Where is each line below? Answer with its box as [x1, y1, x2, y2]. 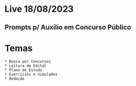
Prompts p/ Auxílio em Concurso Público [4, 23, 131, 31]
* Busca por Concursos [4, 59, 51, 64]
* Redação [4, 76, 25, 81]
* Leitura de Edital [4, 63, 47, 68]
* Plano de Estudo [4, 67, 42, 72]
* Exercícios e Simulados [4, 72, 57, 77]
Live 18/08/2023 [4, 3, 74, 15]
